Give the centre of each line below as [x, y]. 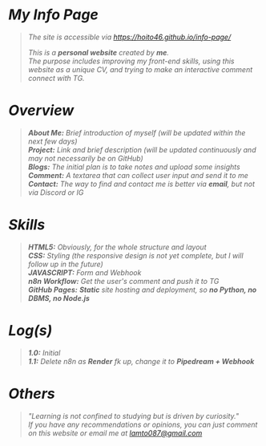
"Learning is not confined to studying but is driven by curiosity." [133, 416]
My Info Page [53, 15]
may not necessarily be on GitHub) [86, 158]
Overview [41, 111]
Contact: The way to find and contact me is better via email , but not [141, 184]
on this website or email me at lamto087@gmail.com [115, 433]
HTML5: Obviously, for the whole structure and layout [117, 247]
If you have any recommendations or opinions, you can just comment [143, 424]
